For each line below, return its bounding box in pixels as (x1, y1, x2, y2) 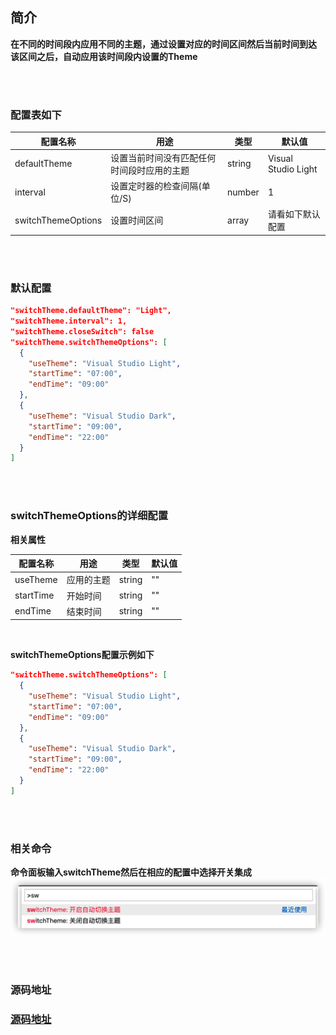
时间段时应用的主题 (110, 164, 190, 176)
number (227, 186, 260, 198)
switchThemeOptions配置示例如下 (10, 649, 155, 661)
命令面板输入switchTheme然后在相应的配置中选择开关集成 (10, 866, 253, 878)
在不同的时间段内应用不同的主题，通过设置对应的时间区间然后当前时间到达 (10, 38, 317, 50)
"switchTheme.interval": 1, (10, 316, 128, 327)
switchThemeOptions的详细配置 (10, 509, 169, 523)
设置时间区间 (110, 214, 164, 227)
